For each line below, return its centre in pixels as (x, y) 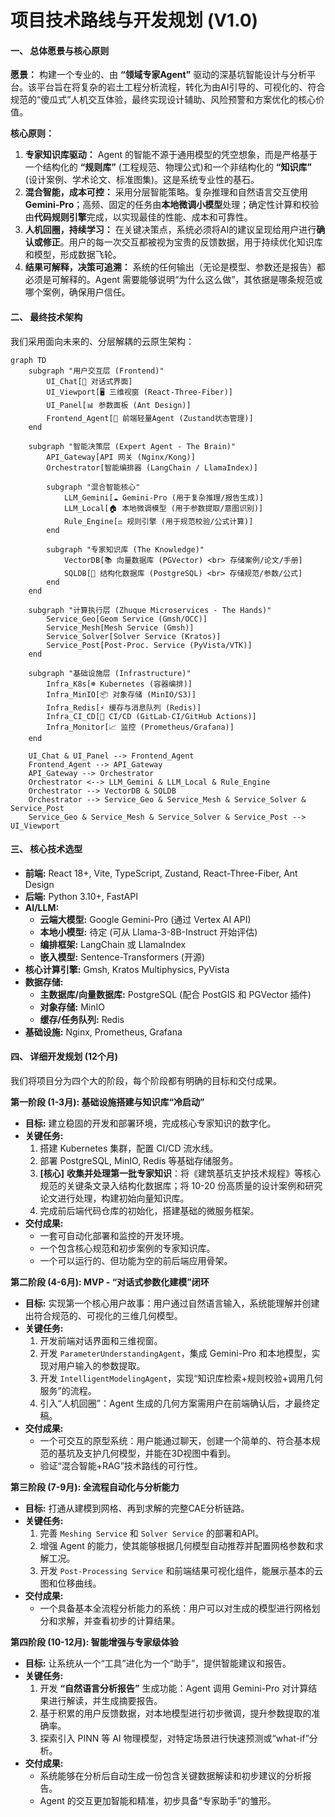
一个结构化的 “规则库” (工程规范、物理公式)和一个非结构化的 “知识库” (168, 167)
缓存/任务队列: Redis (82, 1019)
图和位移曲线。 (70, 1583)
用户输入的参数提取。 (101, 1365)
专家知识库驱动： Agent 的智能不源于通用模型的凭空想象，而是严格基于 (171, 155)
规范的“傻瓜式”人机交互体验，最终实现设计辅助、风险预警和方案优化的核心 (163, 100)
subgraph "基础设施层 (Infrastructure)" (110, 673)
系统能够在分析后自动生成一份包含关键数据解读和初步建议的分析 (171, 1775)
